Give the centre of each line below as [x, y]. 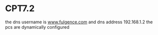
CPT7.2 [20, 9]
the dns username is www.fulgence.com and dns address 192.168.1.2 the [79, 22]
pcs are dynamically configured [37, 27]
